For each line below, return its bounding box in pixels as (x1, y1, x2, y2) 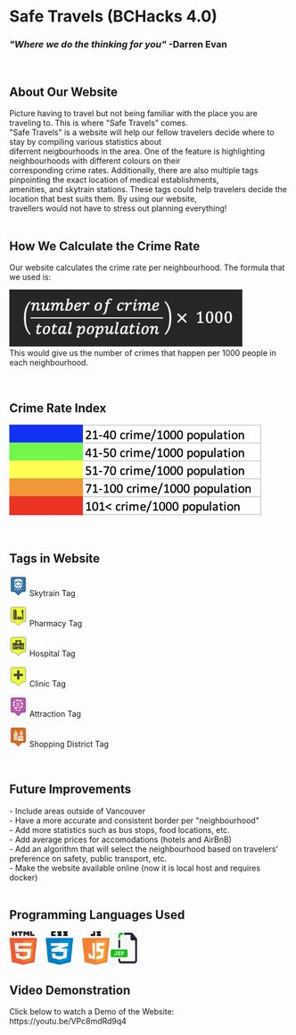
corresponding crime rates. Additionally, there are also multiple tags (9, 165, 259, 176)
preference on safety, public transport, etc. (9, 853, 168, 863)
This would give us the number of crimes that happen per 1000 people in (9, 348, 276, 358)
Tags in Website (9, 551, 101, 567)
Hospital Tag (29, 648, 76, 659)
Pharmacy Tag (29, 618, 83, 628)
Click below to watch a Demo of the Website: (9, 1006, 175, 1017)
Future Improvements (9, 782, 132, 797)
